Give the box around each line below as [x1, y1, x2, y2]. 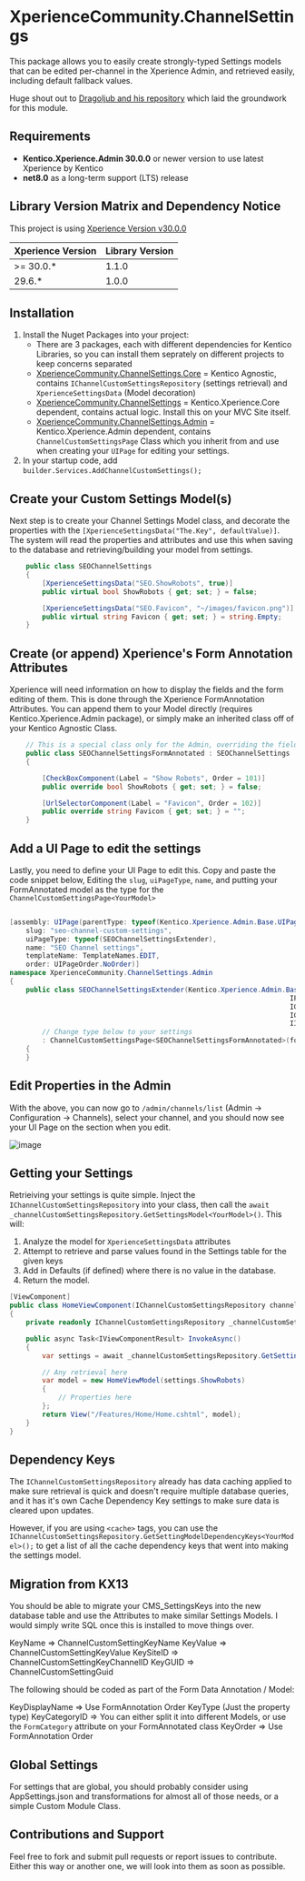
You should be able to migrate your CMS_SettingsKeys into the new [9, 1601, 261, 1612]
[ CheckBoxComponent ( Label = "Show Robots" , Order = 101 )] [42, 773, 266, 783]
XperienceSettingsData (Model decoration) [35, 387, 197, 398]
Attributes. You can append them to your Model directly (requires [9, 703, 253, 715]
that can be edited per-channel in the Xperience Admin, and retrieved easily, [9, 65, 295, 76]
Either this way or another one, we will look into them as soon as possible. [9, 1860, 286, 1871]
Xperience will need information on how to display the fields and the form [9, 684, 284, 695]
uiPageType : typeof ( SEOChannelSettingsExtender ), [25, 934, 218, 943]
